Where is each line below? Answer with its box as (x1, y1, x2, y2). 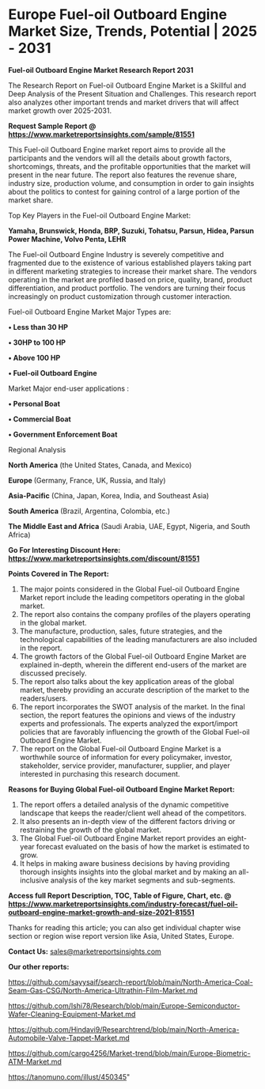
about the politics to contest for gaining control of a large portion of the (8, 187, 240, 196)
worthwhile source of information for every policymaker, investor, (19, 752, 233, 762)
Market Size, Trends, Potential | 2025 (8, 22, 258, 40)
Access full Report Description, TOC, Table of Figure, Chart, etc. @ (8, 890, 232, 900)
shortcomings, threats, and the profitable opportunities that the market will (8, 161, 251, 171)
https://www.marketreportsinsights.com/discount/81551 (8, 554, 200, 563)
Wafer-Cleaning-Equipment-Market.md (8, 1009, 136, 1019)
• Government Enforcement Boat (8, 429, 118, 439)
